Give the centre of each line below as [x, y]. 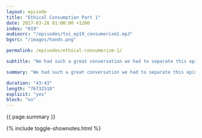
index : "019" [23, 28]
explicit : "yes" [26, 94]
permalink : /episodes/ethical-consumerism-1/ [64, 51]
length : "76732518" [31, 88]
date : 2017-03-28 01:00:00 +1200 [48, 23]
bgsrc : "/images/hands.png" [41, 40]
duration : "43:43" [29, 83]
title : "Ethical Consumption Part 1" [54, 17]
